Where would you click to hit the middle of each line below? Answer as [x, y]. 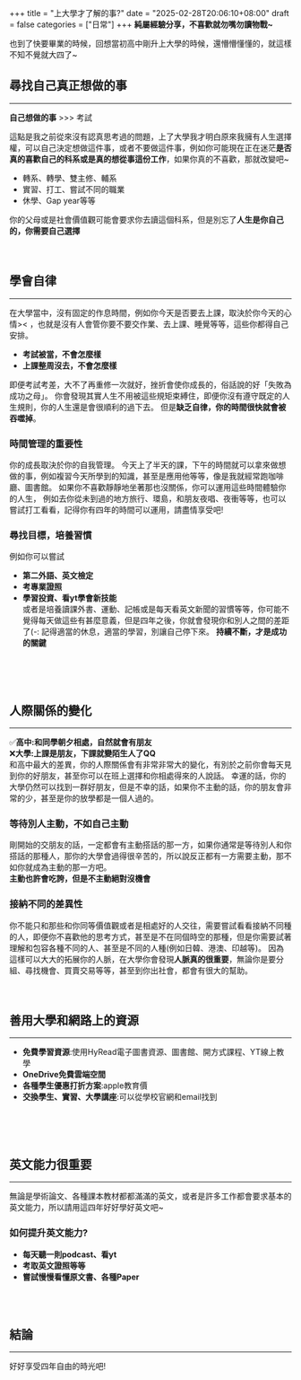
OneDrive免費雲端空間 [64, 1075]
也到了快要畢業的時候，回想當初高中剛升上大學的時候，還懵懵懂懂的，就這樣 [150, 44]
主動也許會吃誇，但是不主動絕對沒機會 [80, 879]
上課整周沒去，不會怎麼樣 [69, 365]
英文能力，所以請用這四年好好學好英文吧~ [86, 1208]
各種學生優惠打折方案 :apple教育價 [85, 1086]
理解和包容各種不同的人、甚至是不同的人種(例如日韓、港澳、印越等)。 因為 [147, 948]
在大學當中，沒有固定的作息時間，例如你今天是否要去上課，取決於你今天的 [146, 312]
